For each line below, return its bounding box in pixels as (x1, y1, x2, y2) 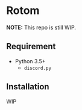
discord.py (24, 65, 52, 71)
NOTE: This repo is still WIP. (6, 24, 77, 31)
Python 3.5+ (14, 57, 46, 64)
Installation (6, 81, 49, 92)
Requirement (6, 41, 56, 52)
